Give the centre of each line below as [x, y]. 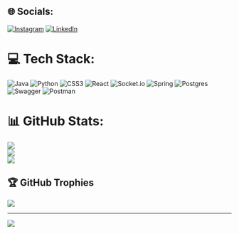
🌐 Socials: [31, 12]
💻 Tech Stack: [51, 59]
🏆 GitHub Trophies [51, 183]
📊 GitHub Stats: [56, 121]
